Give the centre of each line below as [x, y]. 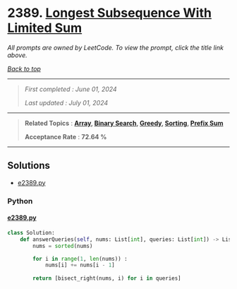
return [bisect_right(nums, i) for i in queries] [107, 278]
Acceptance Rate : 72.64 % [66, 136]
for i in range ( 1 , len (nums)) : [80, 259]
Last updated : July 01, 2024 [66, 102]
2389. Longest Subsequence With [109, 13]
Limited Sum [45, 28]
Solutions [29, 166]
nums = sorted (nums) [63, 246]
